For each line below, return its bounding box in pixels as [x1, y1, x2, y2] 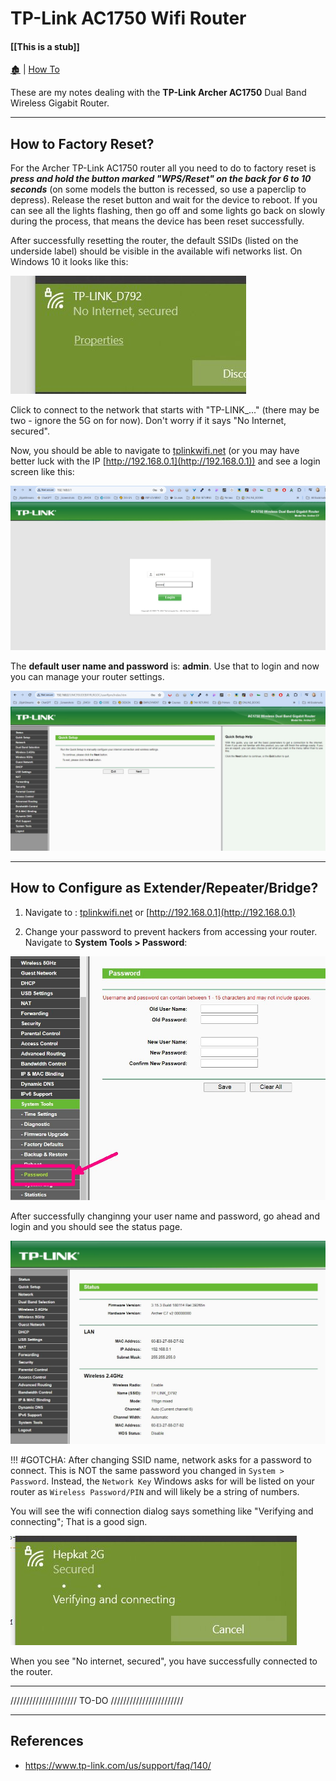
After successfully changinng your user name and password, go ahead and [10, 1210, 320, 1222]
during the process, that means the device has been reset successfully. [10, 215, 305, 227]
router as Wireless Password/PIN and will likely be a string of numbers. [10, 1485, 300, 1497]
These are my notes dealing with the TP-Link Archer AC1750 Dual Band [10, 87, 307, 99]
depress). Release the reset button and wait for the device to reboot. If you [10, 194, 318, 206]
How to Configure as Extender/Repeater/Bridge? [10, 880, 319, 897]
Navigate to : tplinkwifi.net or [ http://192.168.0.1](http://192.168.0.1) [24, 906, 296, 918]
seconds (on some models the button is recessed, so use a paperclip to [10, 183, 307, 196]
